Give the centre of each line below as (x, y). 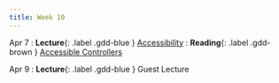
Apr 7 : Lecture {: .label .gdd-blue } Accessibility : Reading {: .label (129, 42)
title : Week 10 (37, 17)
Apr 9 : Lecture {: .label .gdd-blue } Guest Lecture (99, 69)
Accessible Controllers (81, 52)
